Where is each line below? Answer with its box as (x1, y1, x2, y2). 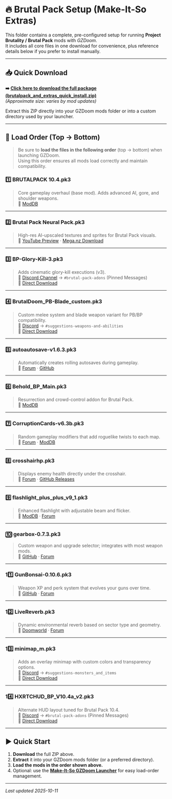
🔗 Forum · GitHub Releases (17, 476, 75, 482)
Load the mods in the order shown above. (12, 762, 103, 768)
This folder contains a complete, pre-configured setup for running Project (5, 32, 161, 38)
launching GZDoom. (17, 152, 60, 158)
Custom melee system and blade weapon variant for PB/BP (17, 312, 143, 318)
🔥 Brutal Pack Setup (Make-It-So (5, 4, 147, 15)
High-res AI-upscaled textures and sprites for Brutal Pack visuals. (17, 232, 157, 238)
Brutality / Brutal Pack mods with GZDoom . (5, 37, 97, 43)
